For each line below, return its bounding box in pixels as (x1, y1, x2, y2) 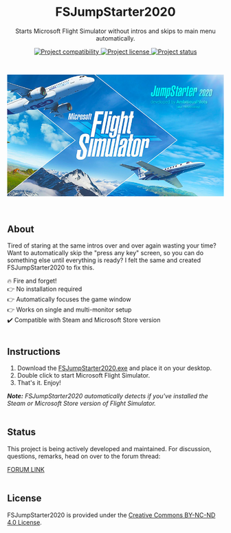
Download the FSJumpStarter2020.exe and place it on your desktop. (16, 364, 212, 372)
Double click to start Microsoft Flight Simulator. (16, 371, 151, 380)
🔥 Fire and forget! (7, 276, 57, 285)
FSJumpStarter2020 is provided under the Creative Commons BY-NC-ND (7, 510, 216, 519)
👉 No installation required (7, 285, 82, 293)
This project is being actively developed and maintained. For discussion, (7, 444, 212, 453)
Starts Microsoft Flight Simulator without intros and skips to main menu (14, 27, 217, 35)
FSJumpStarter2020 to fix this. (7, 263, 95, 272)
